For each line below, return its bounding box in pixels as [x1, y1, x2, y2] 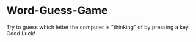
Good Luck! [6, 29, 35, 37]
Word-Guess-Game [6, 4, 108, 17]
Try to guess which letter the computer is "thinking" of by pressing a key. [6, 23, 191, 31]
